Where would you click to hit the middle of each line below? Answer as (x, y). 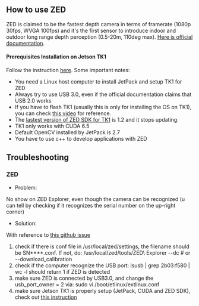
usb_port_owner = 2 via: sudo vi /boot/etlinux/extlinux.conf (87, 284)
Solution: (26, 223)
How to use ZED (36, 10)
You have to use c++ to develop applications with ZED (81, 139)
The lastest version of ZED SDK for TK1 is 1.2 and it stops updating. (97, 120)
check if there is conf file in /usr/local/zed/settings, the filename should (102, 246)
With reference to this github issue (48, 234)
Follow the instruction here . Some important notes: (68, 70)
